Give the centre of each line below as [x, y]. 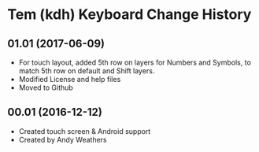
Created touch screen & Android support [85, 131]
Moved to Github [46, 87]
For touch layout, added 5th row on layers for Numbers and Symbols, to [135, 62]
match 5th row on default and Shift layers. [87, 71]
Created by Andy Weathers [63, 139]
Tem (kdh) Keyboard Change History [129, 15]
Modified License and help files [70, 79]
